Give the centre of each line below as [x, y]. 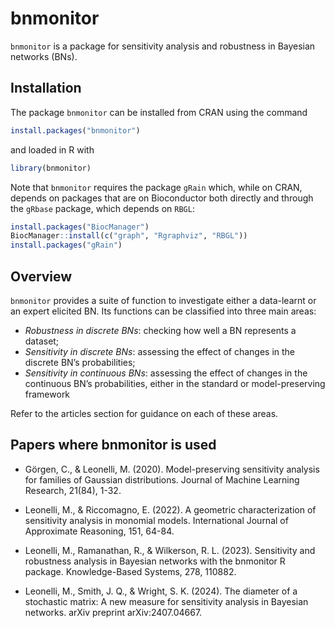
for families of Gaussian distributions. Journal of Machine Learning [162, 479]
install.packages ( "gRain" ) [66, 245]
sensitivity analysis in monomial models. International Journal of [156, 520]
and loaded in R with [52, 149]
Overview [41, 276]
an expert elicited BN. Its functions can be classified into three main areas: [163, 311]
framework [47, 394]
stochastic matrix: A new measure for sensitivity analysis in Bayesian [166, 601]
